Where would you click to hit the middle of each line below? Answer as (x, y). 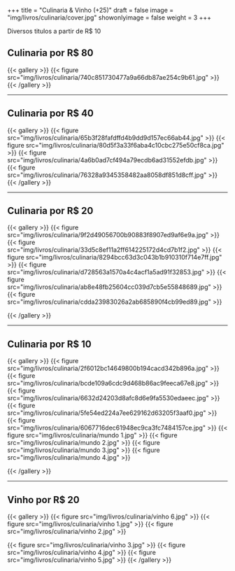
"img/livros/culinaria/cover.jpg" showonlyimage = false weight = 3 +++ (109, 17)
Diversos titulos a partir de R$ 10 (54, 31)
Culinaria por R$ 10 (50, 344)
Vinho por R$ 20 (43, 500)
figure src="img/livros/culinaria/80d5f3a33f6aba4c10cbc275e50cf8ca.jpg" (116, 145)
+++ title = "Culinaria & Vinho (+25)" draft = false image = (90, 10)
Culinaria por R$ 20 (50, 211)
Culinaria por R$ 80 (50, 53)
